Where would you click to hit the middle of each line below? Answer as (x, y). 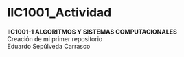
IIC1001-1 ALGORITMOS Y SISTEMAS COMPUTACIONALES (92, 32)
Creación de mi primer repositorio (55, 38)
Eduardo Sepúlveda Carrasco (49, 46)
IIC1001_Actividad (59, 13)
